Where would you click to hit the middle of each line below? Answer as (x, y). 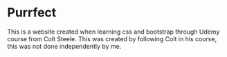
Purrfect (32, 13)
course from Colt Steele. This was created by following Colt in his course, (112, 38)
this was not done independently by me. (64, 46)
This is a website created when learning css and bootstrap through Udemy (113, 32)
